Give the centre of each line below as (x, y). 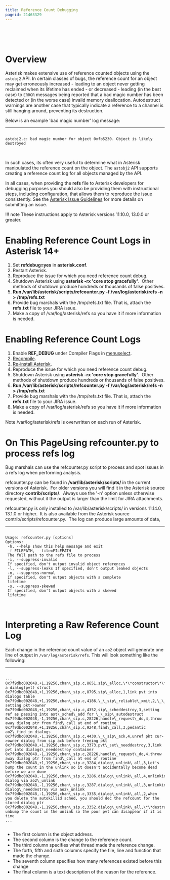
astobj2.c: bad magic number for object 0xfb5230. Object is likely (79, 139)
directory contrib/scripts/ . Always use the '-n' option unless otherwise (80, 493)
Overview (26, 59)
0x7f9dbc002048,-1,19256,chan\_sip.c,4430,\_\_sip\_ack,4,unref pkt (79, 736)
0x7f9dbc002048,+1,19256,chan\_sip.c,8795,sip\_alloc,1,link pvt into (81, 692)
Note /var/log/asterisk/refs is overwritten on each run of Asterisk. (73, 422)
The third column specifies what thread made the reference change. (84, 845)
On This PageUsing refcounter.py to (82, 443)
